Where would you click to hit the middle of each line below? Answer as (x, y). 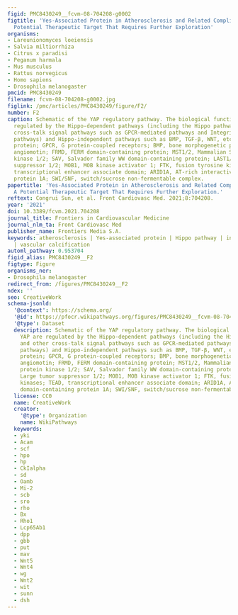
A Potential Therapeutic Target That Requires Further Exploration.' (118, 192)
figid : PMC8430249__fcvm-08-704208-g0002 (69, 14)
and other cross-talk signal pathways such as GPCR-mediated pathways (126, 343)
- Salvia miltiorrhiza (41, 47)
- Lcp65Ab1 (30, 528)
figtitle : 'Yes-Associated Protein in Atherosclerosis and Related (109, 21)
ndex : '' (20, 290)
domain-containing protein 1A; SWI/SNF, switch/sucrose (104, 389)
